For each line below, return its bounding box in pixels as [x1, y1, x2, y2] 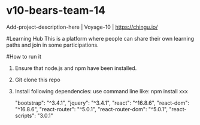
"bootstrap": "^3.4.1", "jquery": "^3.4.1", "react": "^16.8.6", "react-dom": [14, 99, 190, 106]
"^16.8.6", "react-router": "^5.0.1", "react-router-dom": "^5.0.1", [14, 105, 168, 112]
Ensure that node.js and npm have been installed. [14, 64, 137, 72]
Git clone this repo [14, 76, 61, 83]
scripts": [14, 112, 36, 119]
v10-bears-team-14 [6, 4, 106, 17]
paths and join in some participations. [6, 41, 99, 48]
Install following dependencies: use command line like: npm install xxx [14, 87, 188, 94]
